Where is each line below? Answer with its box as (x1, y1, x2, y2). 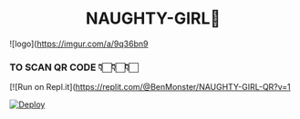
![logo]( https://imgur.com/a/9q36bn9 (9, 38, 149, 49)
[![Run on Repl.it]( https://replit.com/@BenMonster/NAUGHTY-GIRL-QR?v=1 (9, 82, 292, 93)
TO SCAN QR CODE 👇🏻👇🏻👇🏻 (9, 61, 139, 74)
